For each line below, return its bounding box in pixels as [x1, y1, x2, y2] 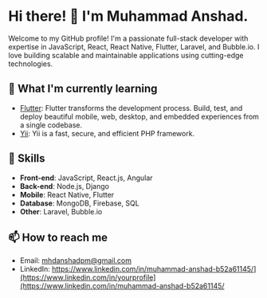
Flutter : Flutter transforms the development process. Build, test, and [19, 103, 243, 112]
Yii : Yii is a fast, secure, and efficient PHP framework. [19, 128, 195, 138]
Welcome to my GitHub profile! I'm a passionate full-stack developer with [8, 33, 249, 43]
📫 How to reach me [8, 230, 108, 244]
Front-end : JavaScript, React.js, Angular [19, 173, 153, 182]
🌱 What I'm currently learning [8, 82, 158, 96]
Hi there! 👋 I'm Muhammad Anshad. [8, 7, 249, 25]
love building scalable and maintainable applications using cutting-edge [8, 50, 245, 60]
